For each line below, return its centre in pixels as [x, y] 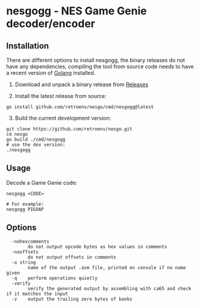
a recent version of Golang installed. [51, 73]
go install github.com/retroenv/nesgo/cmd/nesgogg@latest [80, 107]
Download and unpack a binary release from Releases [81, 84]
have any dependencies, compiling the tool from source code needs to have [100, 66]
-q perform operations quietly [54, 278]
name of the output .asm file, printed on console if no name [107, 267]
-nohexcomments [31, 241]
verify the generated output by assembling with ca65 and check [110, 288]
